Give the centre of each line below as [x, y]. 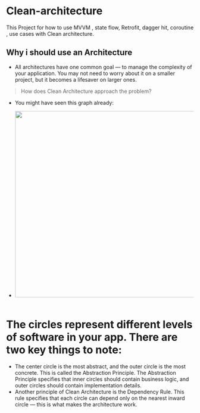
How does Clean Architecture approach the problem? [86, 91]
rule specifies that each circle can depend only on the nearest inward [100, 398]
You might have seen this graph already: [64, 103]
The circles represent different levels [99, 324]
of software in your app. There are [92, 337]
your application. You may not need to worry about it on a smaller [95, 73]
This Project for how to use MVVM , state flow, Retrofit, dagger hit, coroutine [100, 27]
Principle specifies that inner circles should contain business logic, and [102, 379]
